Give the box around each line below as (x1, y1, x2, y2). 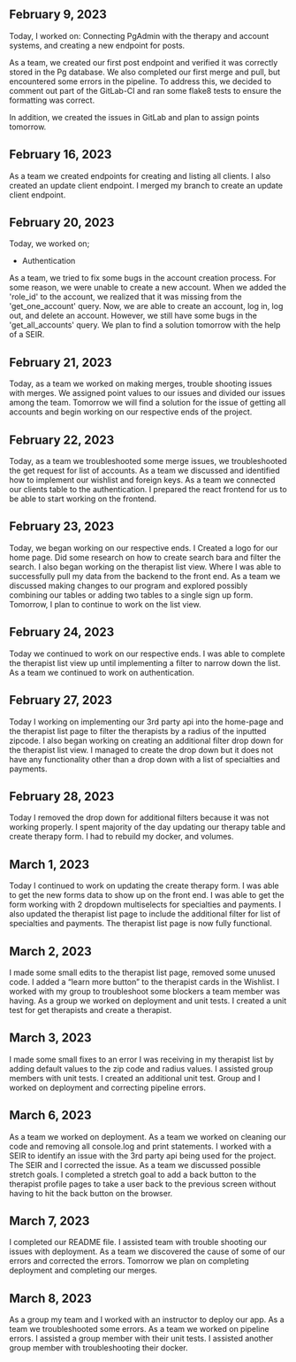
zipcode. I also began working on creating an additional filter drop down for (9, 735, 284, 746)
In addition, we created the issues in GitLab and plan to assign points (9, 112, 260, 122)
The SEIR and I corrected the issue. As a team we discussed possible (9, 1159, 261, 1170)
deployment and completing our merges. (9, 1265, 157, 1276)
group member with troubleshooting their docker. (9, 1343, 188, 1353)
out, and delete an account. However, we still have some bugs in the (9, 310, 258, 321)
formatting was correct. (9, 95, 95, 105)
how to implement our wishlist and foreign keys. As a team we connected (9, 475, 276, 485)
